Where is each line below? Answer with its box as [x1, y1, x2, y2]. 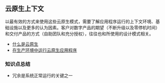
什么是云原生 [12, 41, 38, 47]
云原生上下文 [5, 4, 44, 13]
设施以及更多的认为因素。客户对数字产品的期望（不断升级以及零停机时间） [9, 24, 160, 30]
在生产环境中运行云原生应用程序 [12, 47, 77, 53]
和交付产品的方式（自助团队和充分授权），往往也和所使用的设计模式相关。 [5, 31, 154, 37]
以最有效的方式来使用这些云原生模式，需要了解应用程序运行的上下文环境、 [5, 19, 156, 24]
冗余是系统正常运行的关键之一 [12, 73, 73, 79]
